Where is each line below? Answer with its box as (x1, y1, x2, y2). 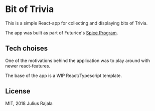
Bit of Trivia (5, 3, 54, 15)
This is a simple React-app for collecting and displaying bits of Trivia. (5, 20, 148, 26)
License (5, 87, 31, 95)
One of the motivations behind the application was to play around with (5, 57, 150, 63)
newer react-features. (5, 62, 51, 68)
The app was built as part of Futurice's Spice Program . (5, 29, 118, 35)
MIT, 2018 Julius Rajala (5, 100, 53, 106)
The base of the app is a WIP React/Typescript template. (5, 72, 122, 78)
